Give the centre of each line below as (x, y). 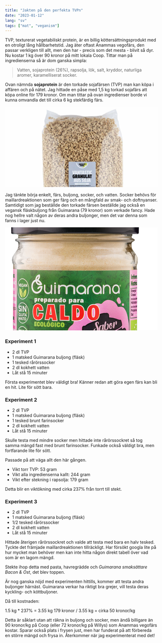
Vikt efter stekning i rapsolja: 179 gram (50, 480)
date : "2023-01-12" (25, 15)
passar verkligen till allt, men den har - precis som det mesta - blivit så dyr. (80, 50)
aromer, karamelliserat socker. (47, 75)
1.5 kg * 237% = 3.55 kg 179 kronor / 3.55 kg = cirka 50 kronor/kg (70, 611)
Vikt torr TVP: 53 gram (34, 469)
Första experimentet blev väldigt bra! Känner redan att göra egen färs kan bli (81, 382)
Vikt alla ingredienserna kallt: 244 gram (51, 475)
